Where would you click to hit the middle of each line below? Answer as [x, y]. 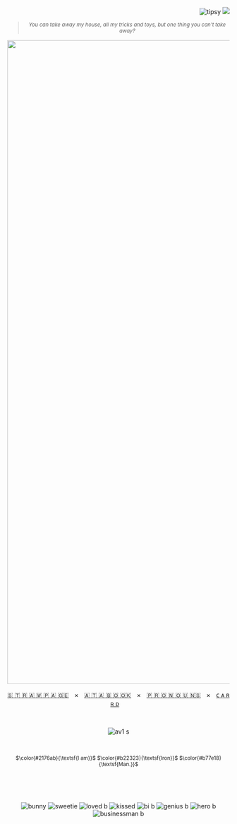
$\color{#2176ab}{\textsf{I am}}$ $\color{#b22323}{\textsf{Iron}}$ [97, 758]
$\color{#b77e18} [201, 758]
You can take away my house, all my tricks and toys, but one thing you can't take [127, 25]
